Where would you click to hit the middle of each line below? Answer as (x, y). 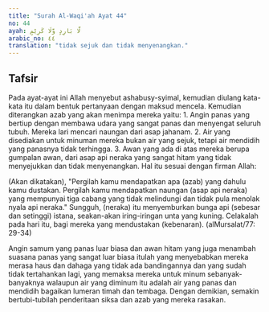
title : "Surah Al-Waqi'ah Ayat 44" (68, 16)
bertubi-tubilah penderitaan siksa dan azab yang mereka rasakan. (117, 299)
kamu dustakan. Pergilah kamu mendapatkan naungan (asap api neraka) (128, 190)
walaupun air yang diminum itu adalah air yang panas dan (141, 282)
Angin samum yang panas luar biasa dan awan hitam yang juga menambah (132, 248)
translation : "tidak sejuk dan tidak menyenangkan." (98, 46)
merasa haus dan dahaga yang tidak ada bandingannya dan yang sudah (127, 265)
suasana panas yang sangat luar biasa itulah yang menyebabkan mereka (128, 257)
